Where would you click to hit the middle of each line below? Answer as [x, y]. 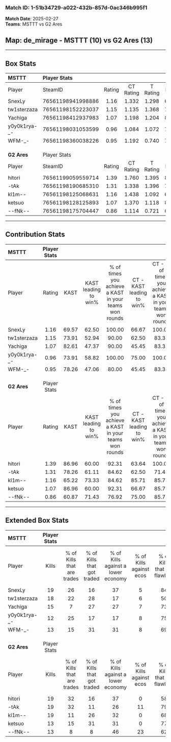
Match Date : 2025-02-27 [32, 19]
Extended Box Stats [37, 521]
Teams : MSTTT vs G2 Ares [34, 24]
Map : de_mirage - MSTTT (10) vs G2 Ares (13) [79, 40]
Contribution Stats [35, 235]
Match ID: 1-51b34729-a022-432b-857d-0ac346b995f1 [76, 8]
